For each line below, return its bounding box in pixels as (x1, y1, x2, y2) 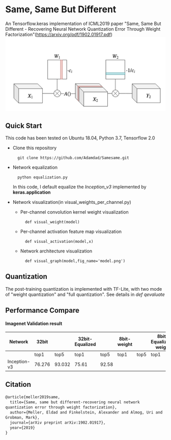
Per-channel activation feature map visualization (20, 228, 122, 235)
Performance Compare (5, 306, 80, 315)
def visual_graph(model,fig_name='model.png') (24, 259, 126, 264)
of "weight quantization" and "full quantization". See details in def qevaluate (5, 291, 165, 297)
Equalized (74, 341, 96, 348)
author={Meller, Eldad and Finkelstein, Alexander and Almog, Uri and (10, 410, 163, 415)
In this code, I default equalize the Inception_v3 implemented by (12, 184, 147, 190)
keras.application (12, 189, 51, 195)
